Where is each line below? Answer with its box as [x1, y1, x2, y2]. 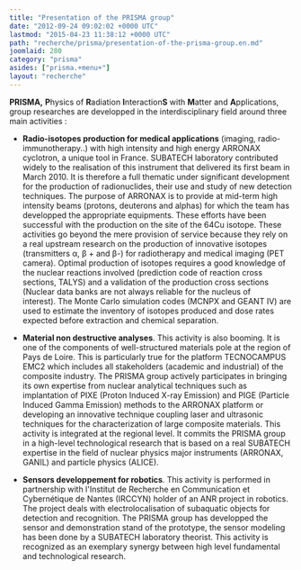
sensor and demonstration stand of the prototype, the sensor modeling [22, 521, 286, 532]
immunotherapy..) [22, 142, 88, 153]
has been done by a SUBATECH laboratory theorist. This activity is [22, 531, 269, 542]
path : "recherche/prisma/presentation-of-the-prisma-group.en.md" [9, 38, 263, 48]
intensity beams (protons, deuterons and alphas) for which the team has [22, 200, 290, 211]
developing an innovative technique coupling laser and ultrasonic [22, 409, 264, 420]
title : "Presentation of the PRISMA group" [9, 13, 175, 23]
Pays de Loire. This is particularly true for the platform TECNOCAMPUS [22, 351, 287, 362]
